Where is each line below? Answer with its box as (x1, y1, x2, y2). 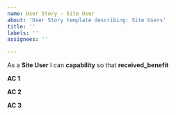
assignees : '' (7, 36, 49, 43)
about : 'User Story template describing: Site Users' (7, 17, 167, 24)
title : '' (7, 23, 36, 30)
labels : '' (7, 29, 39, 37)
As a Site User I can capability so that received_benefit (7, 61, 169, 69)
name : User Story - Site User (7, 10, 95, 17)
